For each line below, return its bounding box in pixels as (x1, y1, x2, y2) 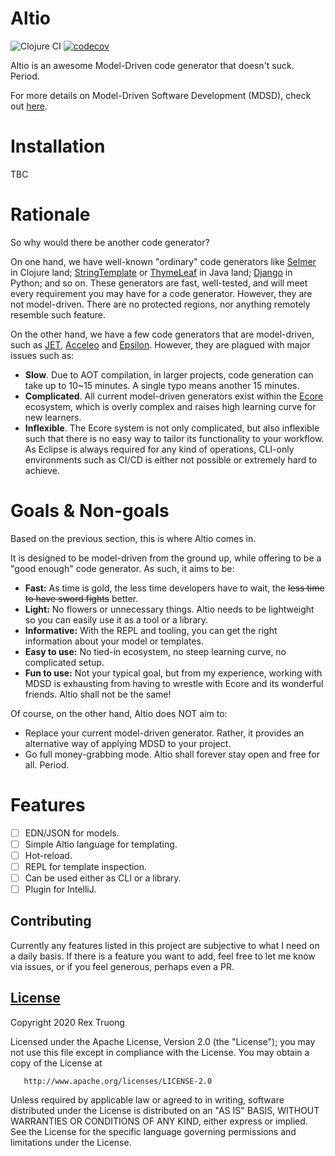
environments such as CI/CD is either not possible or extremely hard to (24, 453, 318, 466)
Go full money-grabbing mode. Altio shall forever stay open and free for (24, 748, 320, 760)
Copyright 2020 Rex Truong (10, 1016, 125, 1028)
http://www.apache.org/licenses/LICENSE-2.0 (23, 1076, 213, 1086)
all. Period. (24, 758, 70, 771)
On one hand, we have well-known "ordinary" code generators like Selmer (10, 255, 317, 267)
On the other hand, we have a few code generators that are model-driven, (10, 328, 315, 340)
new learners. (24, 411, 82, 423)
